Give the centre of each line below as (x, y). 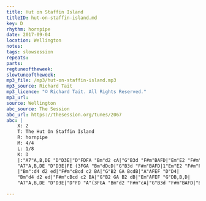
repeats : (17, 58)
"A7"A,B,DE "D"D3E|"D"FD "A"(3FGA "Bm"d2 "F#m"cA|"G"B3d (92, 183)
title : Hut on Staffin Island (45, 12)
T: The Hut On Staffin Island (56, 132)
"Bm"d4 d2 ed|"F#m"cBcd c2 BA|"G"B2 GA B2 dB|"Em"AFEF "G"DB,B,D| (104, 177)
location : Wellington (34, 40)
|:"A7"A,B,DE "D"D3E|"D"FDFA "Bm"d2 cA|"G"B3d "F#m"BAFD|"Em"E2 (101, 160)
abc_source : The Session (38, 109)
